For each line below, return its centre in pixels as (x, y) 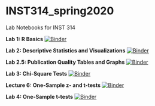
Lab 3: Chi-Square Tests (36, 73)
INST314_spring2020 (60, 11)
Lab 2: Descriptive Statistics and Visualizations (66, 50)
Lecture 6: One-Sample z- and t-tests (53, 85)
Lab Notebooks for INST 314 (41, 27)
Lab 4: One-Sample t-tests (39, 96)
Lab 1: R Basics (24, 39)
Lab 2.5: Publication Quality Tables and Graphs (65, 62)
